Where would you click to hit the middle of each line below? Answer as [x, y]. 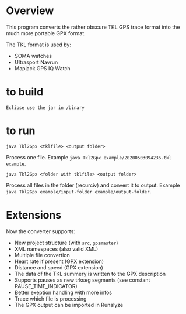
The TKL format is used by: [39, 45]
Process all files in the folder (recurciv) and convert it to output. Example [93, 185]
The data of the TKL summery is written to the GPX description [90, 274]
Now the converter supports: [41, 231]
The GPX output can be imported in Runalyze [69, 305]
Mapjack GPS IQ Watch [43, 68]
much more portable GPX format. [46, 33]
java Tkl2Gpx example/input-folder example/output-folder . [79, 191]
